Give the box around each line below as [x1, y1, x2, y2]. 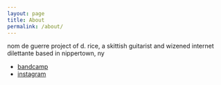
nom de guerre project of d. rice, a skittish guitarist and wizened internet [7, 42, 215, 50]
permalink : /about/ [7, 23, 64, 30]
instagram [17, 70, 46, 78]
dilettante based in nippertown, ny [7, 49, 105, 57]
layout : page [7, 10, 45, 17]
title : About [7, 17, 45, 23]
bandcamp [17, 63, 48, 71]
